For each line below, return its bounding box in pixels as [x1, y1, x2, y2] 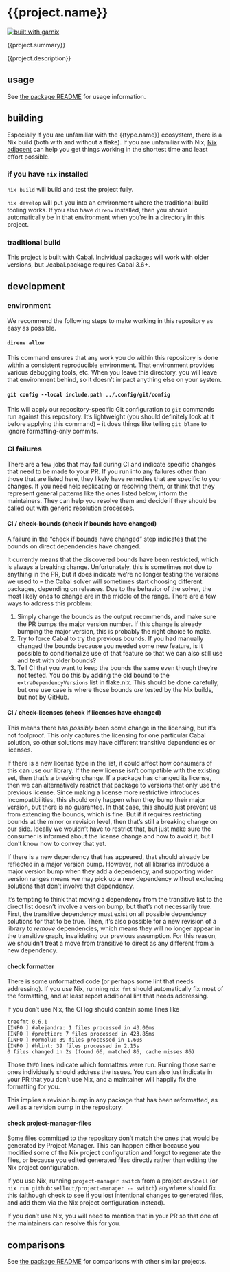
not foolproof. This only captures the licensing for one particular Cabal [7, 730, 206, 739]
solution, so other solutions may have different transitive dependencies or [7, 738, 216, 746]
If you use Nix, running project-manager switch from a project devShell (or [7, 1176, 218, 1185]
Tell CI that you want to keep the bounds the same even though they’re [16, 663, 218, 671]
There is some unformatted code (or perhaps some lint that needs [7, 977, 194, 985]
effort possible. [7, 153, 50, 161]
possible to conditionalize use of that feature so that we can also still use [16, 649, 223, 657]
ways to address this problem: [7, 599, 93, 607]
